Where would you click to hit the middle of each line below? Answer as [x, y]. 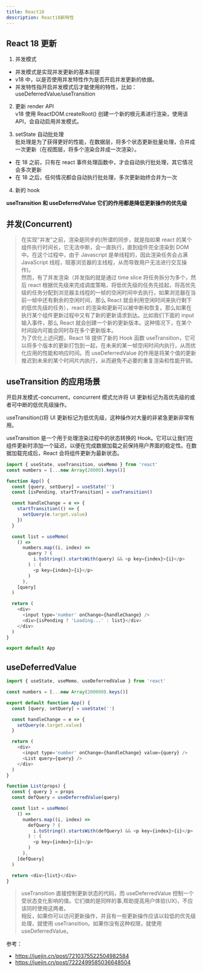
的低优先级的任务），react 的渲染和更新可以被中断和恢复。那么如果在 [106, 308]
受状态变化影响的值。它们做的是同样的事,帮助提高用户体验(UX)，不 [105, 901]
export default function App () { [48, 703]
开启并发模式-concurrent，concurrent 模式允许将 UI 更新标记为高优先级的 [98, 397]
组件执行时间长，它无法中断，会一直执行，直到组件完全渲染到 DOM [105, 247]
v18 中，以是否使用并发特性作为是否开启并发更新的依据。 [86, 80]
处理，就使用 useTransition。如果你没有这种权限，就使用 [91, 924]
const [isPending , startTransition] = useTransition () [82, 492]
